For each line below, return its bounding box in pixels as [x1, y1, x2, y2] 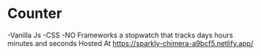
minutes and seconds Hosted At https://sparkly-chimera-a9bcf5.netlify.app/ [7, 38, 254, 47]
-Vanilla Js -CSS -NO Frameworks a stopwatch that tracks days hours [7, 30, 233, 40]
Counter [7, 5, 62, 23]
